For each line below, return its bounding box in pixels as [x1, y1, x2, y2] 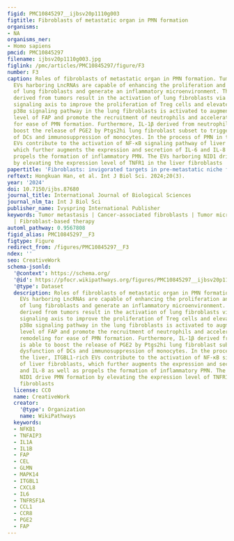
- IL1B [13, 445, 33, 452]
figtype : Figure [7, 237, 54, 244]
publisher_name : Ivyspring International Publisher [7, 205, 160, 212]
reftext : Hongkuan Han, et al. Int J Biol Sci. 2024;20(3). [7, 172, 186, 179]
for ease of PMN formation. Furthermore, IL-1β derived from [13, 120, 195, 128]
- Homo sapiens [7, 43, 52, 50]
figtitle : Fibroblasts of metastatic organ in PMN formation [7, 17, 189, 24]
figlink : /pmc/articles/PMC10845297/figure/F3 [7, 62, 145, 69]
